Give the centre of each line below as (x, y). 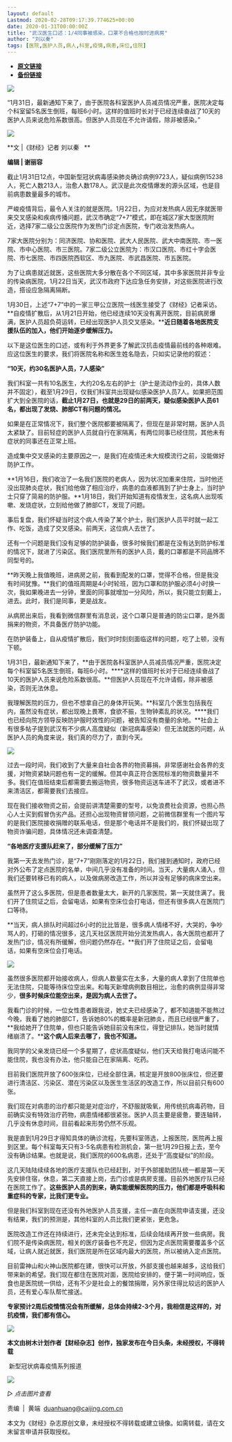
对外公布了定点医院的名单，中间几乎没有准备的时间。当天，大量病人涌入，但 (116, 869)
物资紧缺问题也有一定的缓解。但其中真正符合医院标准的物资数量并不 (122, 774)
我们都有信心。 (52, 1315)
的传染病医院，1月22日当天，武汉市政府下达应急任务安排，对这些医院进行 (112, 281)
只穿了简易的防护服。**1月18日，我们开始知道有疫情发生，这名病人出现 (115, 496)
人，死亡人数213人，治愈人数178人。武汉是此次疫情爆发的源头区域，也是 (110, 185)
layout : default (30, 13)
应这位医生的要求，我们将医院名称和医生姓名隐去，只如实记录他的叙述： (110, 354)
